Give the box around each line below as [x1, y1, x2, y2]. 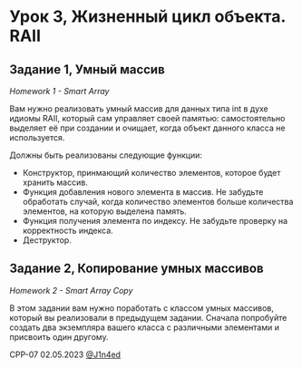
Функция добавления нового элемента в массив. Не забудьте [22, 187, 264, 197]
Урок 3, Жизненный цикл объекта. [9, 6, 286, 27]
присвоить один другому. [9, 331, 109, 342]
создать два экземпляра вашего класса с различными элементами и [9, 322, 279, 333]
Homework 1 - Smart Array [9, 86, 110, 96]
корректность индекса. [22, 225, 113, 236]
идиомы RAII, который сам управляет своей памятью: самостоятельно [9, 113, 286, 123]
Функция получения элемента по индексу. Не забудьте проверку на [22, 216, 288, 226]
